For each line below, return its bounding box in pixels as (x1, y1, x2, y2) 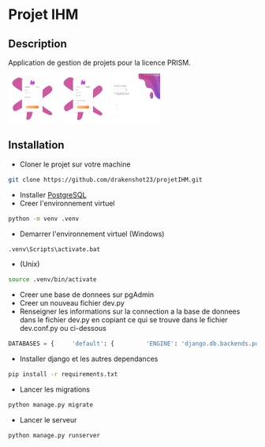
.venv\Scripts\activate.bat (8, 245, 101, 254)
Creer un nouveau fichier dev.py (19, 299, 125, 308)
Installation (8, 138, 65, 152)
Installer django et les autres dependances (19, 354, 159, 364)
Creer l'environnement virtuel (19, 198, 115, 208)
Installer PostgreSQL (19, 190, 87, 199)
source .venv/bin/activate (8, 276, 97, 284)
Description (8, 37, 67, 51)
